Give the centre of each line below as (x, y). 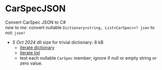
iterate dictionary (37, 47)
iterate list (30, 53)
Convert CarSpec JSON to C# (35, 22)
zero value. (31, 63)
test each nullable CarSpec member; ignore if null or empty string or (88, 58)
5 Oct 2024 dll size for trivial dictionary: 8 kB (58, 42)
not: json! (15, 33)
